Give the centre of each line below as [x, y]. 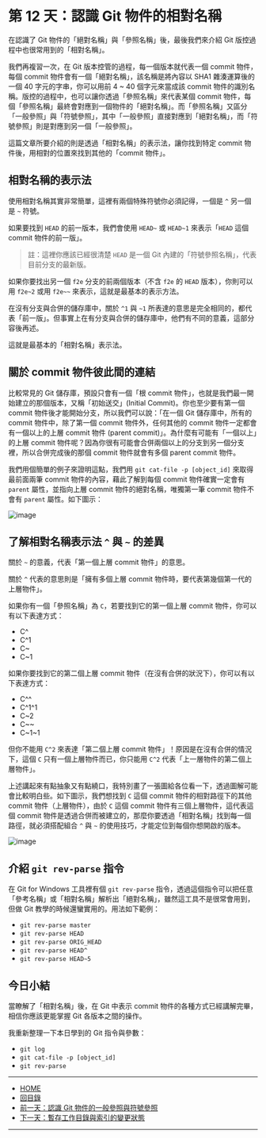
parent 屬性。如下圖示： [63, 499]
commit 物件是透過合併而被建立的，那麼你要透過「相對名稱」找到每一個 [134, 816]
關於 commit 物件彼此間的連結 [82, 373]
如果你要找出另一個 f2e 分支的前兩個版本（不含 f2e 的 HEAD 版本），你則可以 [131, 281]
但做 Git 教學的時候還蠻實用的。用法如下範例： [84, 909]
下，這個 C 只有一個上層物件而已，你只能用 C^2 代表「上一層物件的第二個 [127, 759]
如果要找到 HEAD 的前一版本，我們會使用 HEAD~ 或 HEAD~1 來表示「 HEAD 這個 [129, 228]
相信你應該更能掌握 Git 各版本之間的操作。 [77, 1016]
